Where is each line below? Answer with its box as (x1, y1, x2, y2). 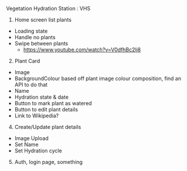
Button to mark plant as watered (14, 100, 92, 107)
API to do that (14, 81, 48, 88)
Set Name (14, 141, 39, 148)
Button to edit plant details (14, 106, 78, 113)
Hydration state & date (14, 93, 69, 100)
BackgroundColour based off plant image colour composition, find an (14, 75, 181, 82)
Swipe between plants (14, 40, 68, 47)
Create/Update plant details (14, 124, 81, 130)
